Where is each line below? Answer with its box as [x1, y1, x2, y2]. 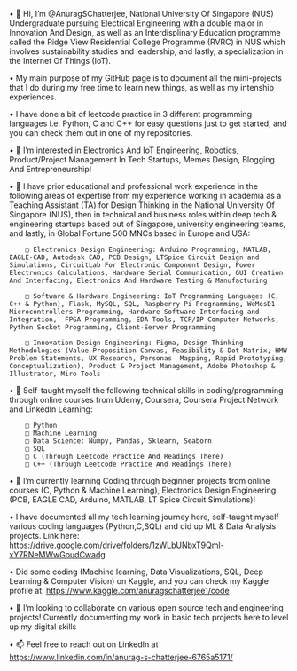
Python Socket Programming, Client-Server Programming [9, 323, 216, 332]
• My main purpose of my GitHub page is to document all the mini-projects [9, 73, 282, 83]
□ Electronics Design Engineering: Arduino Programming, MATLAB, [25, 245, 272, 254]
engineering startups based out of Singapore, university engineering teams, [9, 218, 286, 229]
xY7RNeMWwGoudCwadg [9, 549, 106, 559]
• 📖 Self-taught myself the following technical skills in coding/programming [9, 385, 284, 395]
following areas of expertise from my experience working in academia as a [9, 191, 282, 201]
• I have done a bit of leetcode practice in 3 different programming [9, 109, 253, 119]
